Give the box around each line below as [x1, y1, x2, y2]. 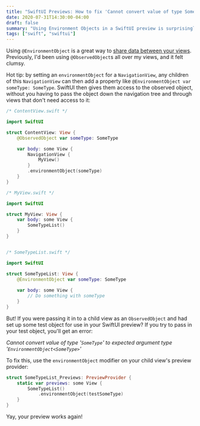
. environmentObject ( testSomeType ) [37, 391, 124, 397]
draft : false [6, 20, 39, 26]
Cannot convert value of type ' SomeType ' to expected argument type [6, 339, 173, 346]
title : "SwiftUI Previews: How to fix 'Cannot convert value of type [6, 8, 183, 15]
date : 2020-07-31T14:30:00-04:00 [6, 14, 89, 20]
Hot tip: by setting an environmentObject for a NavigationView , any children [6, 71, 189, 79]
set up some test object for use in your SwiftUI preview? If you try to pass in [6, 321, 192, 328]
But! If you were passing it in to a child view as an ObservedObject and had [6, 315, 187, 322]
